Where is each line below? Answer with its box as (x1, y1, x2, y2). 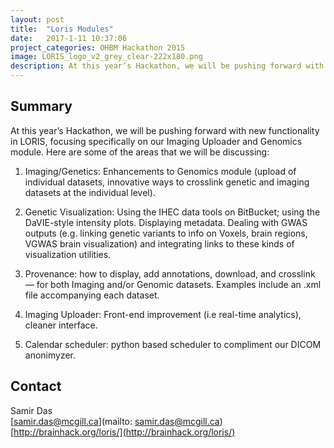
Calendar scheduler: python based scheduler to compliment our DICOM (24, 338, 322, 350)
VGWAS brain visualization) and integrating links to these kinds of (24, 237, 295, 250)
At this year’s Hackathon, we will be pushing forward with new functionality (10, 124, 320, 136)
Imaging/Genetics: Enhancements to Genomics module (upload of (24, 165, 297, 177)
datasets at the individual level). (24, 186, 156, 198)
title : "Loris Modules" (10, 24, 114, 34)
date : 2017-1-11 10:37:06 (10, 33, 128, 43)
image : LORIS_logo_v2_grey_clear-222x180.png (10, 52, 203, 62)
